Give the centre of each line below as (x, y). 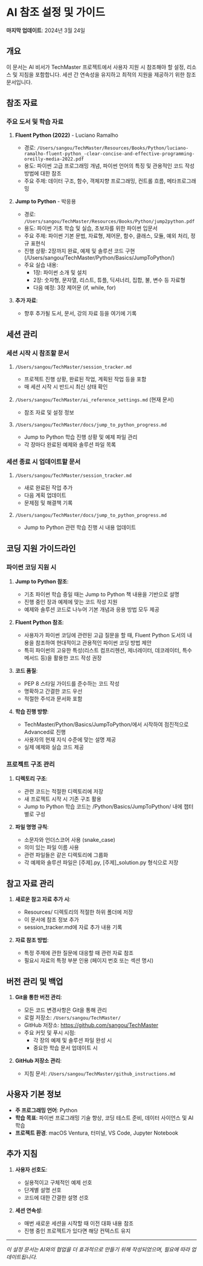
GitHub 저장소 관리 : (38, 1061)
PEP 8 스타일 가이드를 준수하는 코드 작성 (72, 684)
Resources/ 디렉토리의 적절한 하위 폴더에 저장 (79, 912)
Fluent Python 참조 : (40, 622)
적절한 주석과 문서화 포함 (53, 699)
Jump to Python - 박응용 (46, 202)
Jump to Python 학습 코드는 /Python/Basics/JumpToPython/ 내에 (103, 807)
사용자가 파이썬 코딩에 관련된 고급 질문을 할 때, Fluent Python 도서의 (105, 635)
